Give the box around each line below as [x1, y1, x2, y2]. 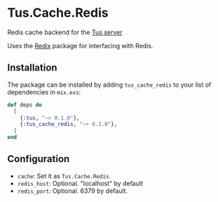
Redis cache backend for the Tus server [7, 28, 123, 36]
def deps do [7, 101, 42, 108]
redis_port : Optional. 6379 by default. [17, 187, 128, 195]
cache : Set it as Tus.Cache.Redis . [17, 171, 111, 180]
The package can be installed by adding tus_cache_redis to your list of [7, 80, 212, 89]
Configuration [7, 153, 70, 165]
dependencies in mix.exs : [7, 87, 81, 96]
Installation [7, 62, 57, 74]
